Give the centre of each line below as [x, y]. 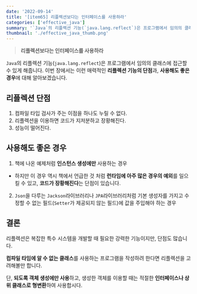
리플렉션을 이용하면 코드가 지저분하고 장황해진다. [70, 120]
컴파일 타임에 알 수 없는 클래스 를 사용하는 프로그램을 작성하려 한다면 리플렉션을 [96, 258]
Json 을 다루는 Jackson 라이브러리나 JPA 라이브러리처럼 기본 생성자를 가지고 [99, 195]
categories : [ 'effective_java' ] [45, 22]
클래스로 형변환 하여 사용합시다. [47, 285]
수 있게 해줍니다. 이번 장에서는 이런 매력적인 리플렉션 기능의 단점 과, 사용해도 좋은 [98, 70]
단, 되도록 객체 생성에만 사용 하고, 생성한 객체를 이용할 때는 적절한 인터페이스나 [95, 278]
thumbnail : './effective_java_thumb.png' [57, 33]
